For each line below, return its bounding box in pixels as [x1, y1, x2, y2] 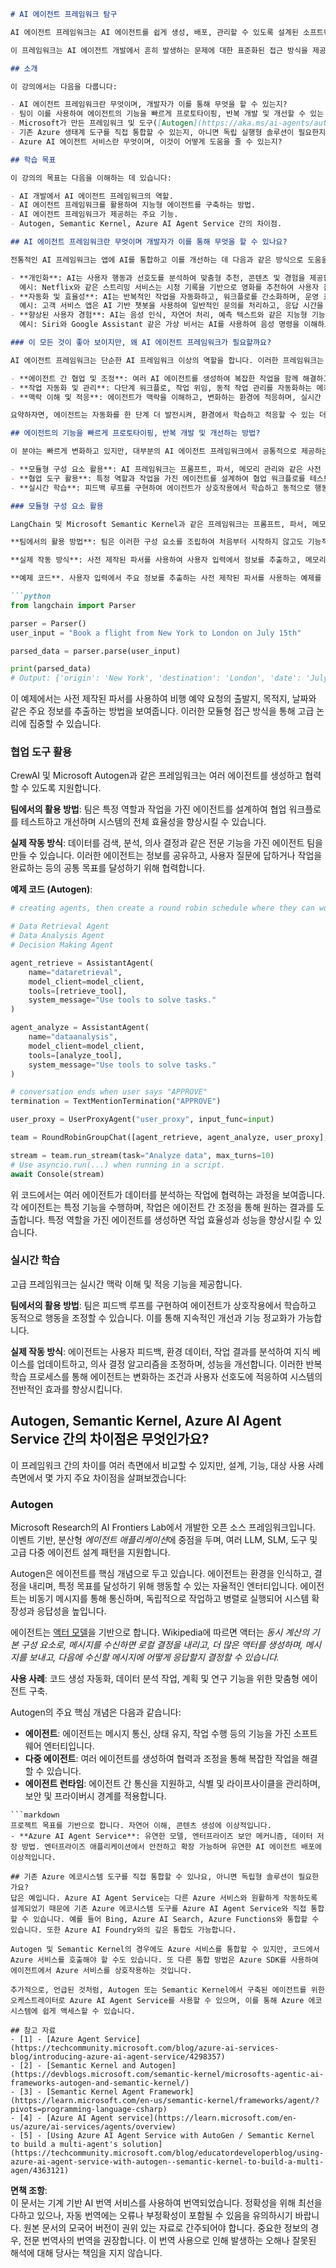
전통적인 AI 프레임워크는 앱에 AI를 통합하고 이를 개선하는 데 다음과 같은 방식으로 [10, 255, 304, 265]
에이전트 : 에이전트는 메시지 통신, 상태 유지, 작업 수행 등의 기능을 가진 [24, 1727, 292, 1739]
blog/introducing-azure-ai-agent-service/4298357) [10, 2051, 226, 2062]
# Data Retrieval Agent [10, 921, 110, 932]
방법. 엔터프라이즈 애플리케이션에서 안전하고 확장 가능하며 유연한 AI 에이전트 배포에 [21, 1841, 322, 1852]
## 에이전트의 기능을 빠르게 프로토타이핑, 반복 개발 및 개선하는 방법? [10, 428, 261, 439]
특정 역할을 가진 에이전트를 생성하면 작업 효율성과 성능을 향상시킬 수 [47, 1213, 312, 1225]
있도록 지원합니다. [31, 782, 102, 794]
